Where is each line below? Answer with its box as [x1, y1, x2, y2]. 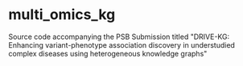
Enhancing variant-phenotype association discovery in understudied [8, 40, 236, 49]
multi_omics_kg [8, 6, 116, 24]
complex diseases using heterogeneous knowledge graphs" [8, 49, 208, 58]
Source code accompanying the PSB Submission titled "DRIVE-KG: [8, 32, 230, 41]
